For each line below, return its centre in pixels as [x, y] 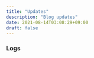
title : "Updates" [27, 11]
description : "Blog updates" [42, 17]
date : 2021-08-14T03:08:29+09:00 [47, 22]
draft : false [22, 28]
